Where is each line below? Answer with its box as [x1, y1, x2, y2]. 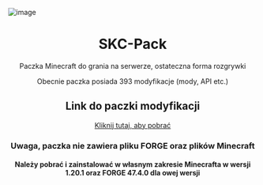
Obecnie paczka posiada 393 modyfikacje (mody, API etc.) [36, 76, 229, 86]
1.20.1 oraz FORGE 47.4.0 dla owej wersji [65, 168, 201, 178]
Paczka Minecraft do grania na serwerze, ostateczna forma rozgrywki [19, 61, 246, 70]
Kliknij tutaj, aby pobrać [94, 120, 171, 130]
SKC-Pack [98, 36, 167, 53]
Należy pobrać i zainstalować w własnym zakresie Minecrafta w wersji [14, 160, 251, 169]
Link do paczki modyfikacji [65, 100, 201, 113]
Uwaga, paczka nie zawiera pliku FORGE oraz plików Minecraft [10, 140, 255, 151]
